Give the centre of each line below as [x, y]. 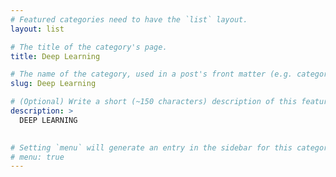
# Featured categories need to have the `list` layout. [129, 19]
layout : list [37, 29]
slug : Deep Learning [53, 84]
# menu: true [37, 157]
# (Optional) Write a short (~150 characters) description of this [154, 102]
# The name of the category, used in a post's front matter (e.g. [151, 74]
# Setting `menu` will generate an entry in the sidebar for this [151, 147]
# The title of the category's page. [89, 47]
